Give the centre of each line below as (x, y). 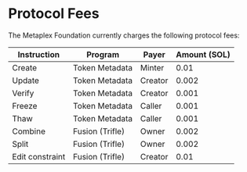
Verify (23, 93)
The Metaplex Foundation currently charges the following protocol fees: (124, 35)
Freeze (25, 106)
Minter (152, 67)
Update (25, 81)
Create (25, 67)
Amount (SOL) (203, 54)
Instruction (39, 54)
